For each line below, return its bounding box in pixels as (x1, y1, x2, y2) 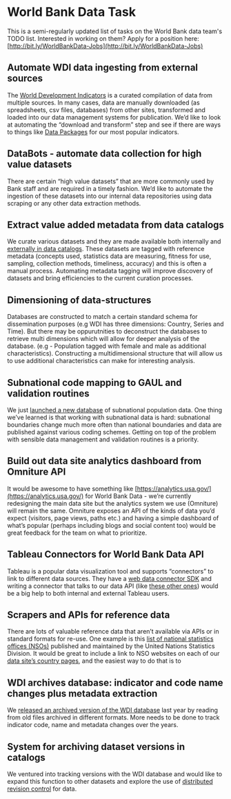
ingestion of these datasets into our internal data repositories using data (7, 192, 212, 200)
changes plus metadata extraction (7, 688, 158, 699)
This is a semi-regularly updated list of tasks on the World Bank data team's (7, 27, 223, 35)
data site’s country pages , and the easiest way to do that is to (7, 656, 181, 665)
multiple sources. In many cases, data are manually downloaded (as (7, 98, 200, 107)
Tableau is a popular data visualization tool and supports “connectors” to (7, 567, 214, 575)
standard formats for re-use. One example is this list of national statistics (7, 634, 214, 643)
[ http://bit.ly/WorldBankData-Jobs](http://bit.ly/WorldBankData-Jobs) (7, 42, 203, 50)
